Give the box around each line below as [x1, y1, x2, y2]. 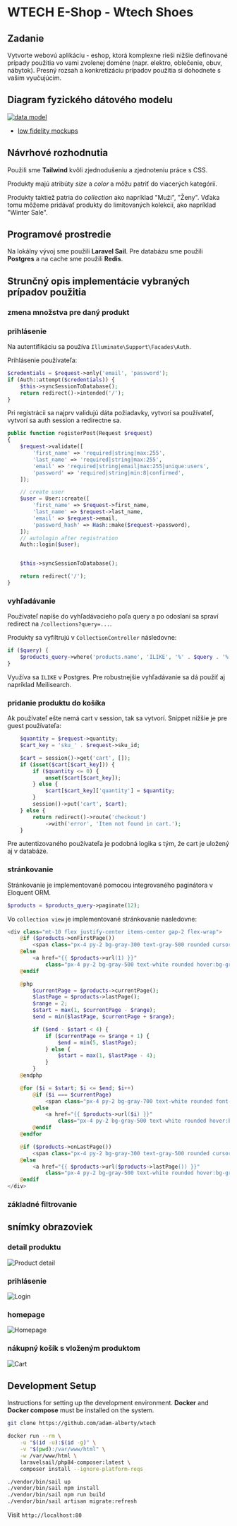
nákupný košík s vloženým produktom [7, 1343, 141, 1353]
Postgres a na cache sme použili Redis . [7, 255, 123, 263]
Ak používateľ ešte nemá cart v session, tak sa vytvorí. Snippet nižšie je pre [7, 714, 228, 722]
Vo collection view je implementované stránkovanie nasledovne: [7, 914, 197, 923]
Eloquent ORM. [7, 888, 51, 897]
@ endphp [20, 1072, 42, 1079]
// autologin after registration [20, 535, 119, 542]
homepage [7, 1309, 45, 1319]
